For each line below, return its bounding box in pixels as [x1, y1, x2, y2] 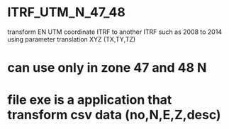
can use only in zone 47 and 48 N [7, 60, 207, 76]
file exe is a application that [7, 92, 172, 108]
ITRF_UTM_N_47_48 [7, 4, 125, 20]
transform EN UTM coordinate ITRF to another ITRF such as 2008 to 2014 [7, 27, 222, 36]
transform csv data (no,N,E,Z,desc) [7, 107, 221, 123]
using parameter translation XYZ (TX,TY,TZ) [7, 35, 136, 43]
